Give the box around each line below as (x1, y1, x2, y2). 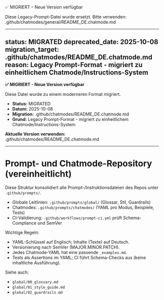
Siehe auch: (5, 269, 29, 275)
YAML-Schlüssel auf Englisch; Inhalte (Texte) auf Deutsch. (12, 239, 129, 245)
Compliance (12, 220, 37, 226)
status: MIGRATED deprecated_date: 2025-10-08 (5, 38, 159, 46)
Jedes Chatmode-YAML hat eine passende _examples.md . (12, 249, 127, 255)
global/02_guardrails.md (12, 290, 63, 295)
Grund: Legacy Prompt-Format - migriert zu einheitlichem (12, 116, 129, 122)
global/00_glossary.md (12, 279, 59, 284)
